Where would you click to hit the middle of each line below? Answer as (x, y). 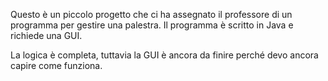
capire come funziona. (56, 65)
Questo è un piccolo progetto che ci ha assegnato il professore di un (151, 14)
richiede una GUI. (46, 35)
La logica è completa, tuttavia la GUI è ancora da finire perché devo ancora (164, 55)
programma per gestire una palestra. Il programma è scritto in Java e (152, 25)
